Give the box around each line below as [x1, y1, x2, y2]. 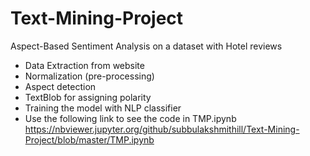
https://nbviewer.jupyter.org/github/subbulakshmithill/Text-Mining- [24, 123, 300, 135]
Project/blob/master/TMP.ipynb [24, 133, 155, 146]
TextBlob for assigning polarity [24, 91, 152, 103]
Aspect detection [24, 80, 97, 92]
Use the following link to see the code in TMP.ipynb [24, 112, 237, 124]
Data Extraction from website [24, 59, 145, 71]
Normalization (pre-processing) [24, 70, 155, 82]
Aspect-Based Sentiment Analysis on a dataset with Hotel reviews [10, 40, 283, 52]
